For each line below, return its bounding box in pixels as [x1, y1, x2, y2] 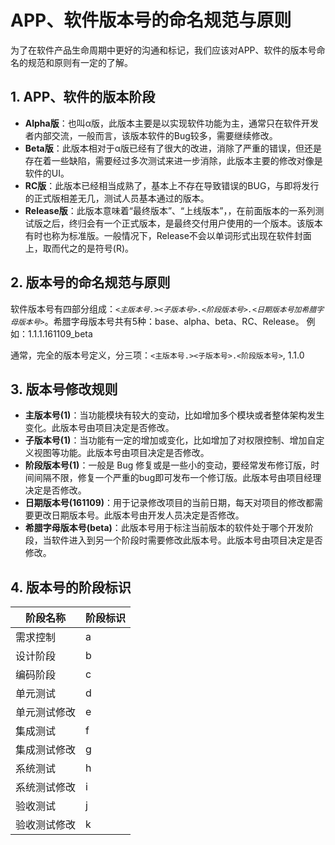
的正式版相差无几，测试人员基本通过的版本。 [24, 192, 210, 204]
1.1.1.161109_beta [27, 327, 93, 340]
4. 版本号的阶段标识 [10, 579, 132, 596]
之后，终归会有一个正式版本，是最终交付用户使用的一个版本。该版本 [42, 217, 323, 229]
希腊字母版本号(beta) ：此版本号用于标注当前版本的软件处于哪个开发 [24, 522, 305, 534]
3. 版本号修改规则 [10, 381, 118, 398]
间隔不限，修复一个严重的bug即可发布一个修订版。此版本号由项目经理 [33, 472, 322, 484]
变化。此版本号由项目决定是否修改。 [24, 422, 175, 434]
